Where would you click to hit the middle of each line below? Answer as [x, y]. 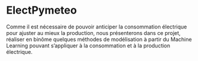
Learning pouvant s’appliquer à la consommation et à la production [88, 46]
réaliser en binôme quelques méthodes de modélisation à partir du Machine [99, 39]
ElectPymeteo [42, 10]
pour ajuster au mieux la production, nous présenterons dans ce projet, [93, 33]
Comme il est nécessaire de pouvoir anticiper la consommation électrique [97, 27]
